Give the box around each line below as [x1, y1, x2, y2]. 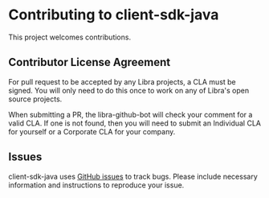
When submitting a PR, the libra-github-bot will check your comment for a [8, 109, 253, 119]
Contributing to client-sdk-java [8, 6, 219, 24]
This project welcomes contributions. [8, 32, 131, 42]
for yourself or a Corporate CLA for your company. [8, 126, 176, 136]
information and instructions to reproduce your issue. [8, 179, 185, 190]
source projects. [8, 94, 63, 104]
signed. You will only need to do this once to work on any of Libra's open [8, 85, 250, 95]
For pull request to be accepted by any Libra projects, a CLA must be [8, 76, 237, 86]
